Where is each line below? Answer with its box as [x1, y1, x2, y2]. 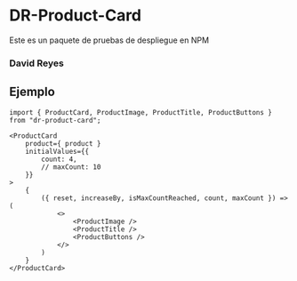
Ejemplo [9, 84, 55, 100]
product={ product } [25, 139, 101, 148]
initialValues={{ [25, 147, 90, 156]
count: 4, [41, 155, 77, 164]
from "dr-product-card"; [9, 116, 101, 124]
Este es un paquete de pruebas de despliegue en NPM [9, 35, 210, 45]
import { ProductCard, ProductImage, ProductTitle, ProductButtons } [9, 108, 273, 116]
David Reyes [9, 57, 64, 69]
